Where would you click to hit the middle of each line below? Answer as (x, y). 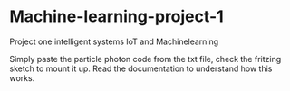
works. (22, 77)
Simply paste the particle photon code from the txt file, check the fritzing (145, 59)
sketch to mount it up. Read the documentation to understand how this (141, 68)
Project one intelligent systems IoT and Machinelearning (114, 41)
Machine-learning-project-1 (116, 17)
